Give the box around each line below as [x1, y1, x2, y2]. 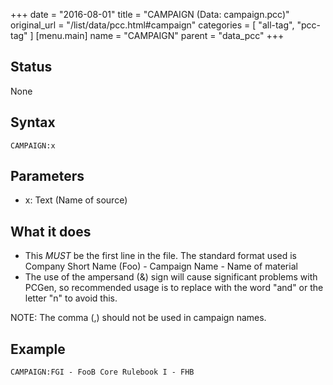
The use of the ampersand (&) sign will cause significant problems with [24, 271, 318, 283]
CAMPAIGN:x [10, 140, 56, 151]
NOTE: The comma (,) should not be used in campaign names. [10, 312, 267, 324]
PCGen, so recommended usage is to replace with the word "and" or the [24, 282, 324, 294]
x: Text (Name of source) [24, 194, 128, 206]
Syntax [10, 114, 56, 131]
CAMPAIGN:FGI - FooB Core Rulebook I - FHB [10, 367, 195, 378]
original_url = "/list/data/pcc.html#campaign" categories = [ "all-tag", [10, 19, 295, 31]
